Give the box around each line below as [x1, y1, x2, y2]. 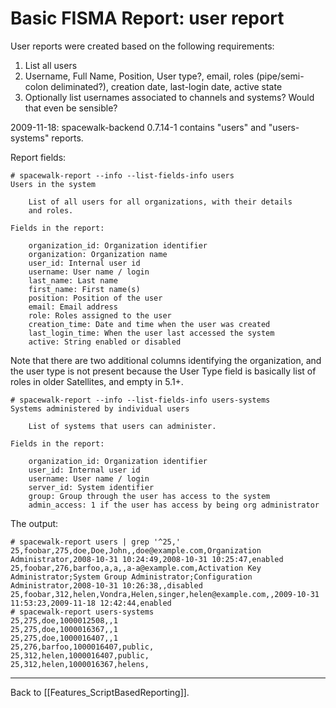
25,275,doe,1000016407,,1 [10, 633, 118, 643]
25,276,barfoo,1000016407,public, [10, 642, 155, 652]
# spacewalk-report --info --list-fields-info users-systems [10, 395, 271, 405]
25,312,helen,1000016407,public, [10, 650, 150, 661]
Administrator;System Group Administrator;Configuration [10, 572, 253, 582]
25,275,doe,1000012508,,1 [10, 615, 118, 626]
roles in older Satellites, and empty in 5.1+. [10, 375, 184, 387]
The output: [10, 517, 59, 529]
